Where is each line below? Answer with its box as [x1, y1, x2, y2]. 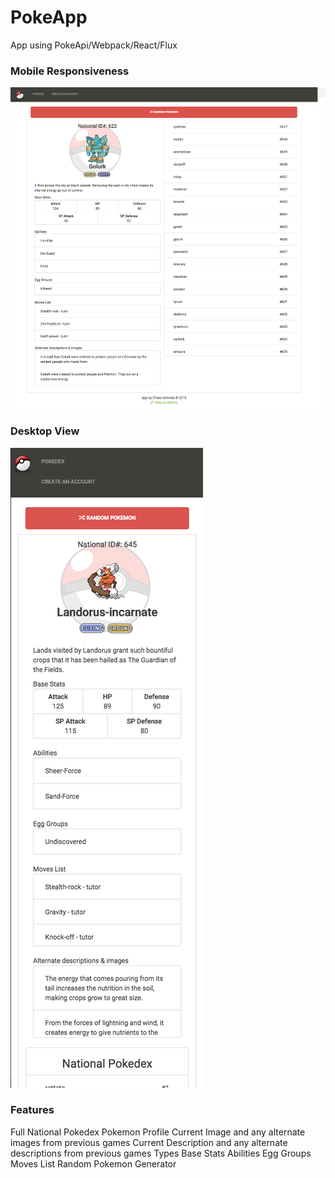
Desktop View [10, 424, 80, 438]
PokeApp [10, 6, 88, 29]
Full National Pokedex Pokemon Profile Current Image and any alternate [10, 1126, 306, 1138]
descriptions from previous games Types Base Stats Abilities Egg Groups [10, 1147, 312, 1159]
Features [10, 1103, 55, 1117]
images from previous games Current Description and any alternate [10, 1136, 288, 1148]
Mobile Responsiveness [10, 64, 130, 78]
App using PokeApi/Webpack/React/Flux [10, 39, 178, 51]
